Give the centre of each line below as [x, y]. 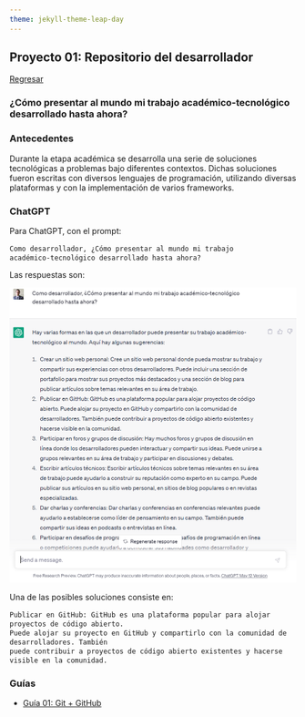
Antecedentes [42, 138]
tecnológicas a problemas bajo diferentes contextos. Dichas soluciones [143, 168]
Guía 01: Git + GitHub [62, 703]
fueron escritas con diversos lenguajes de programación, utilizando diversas [153, 178]
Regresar [26, 79]
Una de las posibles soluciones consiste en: [91, 598]
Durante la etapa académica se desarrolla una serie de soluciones [133, 159]
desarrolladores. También [58, 642]
